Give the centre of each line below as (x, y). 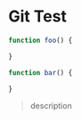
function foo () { (40, 40)
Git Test (38, 17)
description (51, 106)
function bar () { (40, 73)
